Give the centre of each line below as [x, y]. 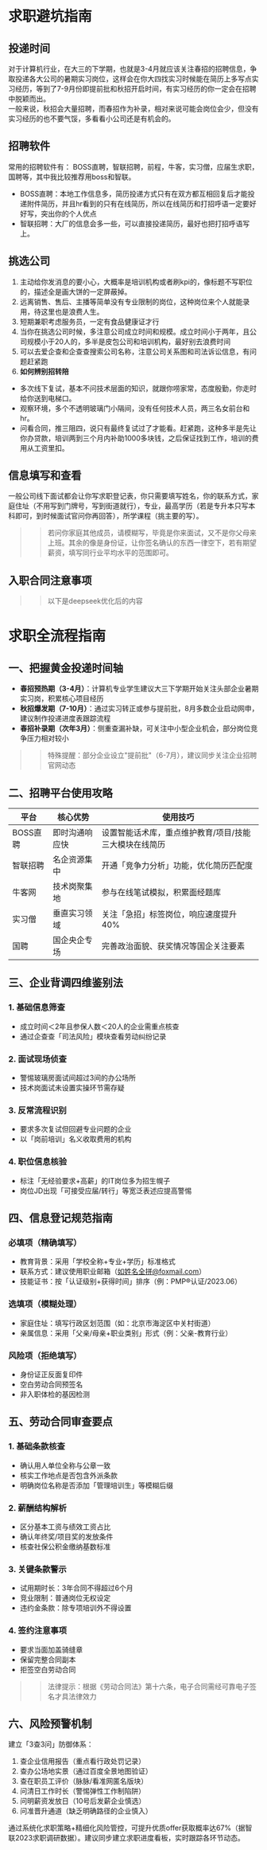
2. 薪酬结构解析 [38, 1508]
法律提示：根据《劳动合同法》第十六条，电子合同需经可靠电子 [149, 1686]
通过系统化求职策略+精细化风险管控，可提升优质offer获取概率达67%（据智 [130, 1828]
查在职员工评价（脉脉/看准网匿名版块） [84, 1782]
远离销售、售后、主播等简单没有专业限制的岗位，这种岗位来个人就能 [131, 301]
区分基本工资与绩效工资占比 [65, 1527]
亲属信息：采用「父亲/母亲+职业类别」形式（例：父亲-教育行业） [126, 1333]
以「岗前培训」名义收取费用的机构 [75, 1139]
